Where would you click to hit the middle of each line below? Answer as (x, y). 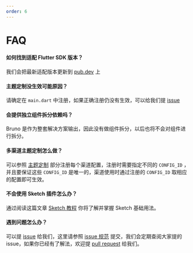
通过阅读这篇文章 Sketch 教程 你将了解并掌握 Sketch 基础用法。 (83, 207)
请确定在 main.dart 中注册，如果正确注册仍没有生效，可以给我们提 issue (93, 100)
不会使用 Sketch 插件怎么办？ (42, 194)
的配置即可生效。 (27, 179)
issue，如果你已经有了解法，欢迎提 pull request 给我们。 (74, 244)
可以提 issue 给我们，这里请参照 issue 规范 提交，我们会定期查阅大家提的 (94, 237)
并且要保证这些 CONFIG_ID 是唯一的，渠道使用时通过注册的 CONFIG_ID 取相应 (96, 172)
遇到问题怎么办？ (27, 222)
